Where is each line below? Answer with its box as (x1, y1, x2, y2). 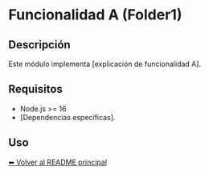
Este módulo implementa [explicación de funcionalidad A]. (8, 59, 202, 69)
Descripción (8, 38, 71, 52)
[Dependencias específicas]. (19, 112, 116, 122)
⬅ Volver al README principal (8, 157, 107, 167)
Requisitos (8, 82, 63, 96)
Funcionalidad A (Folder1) (8, 6, 182, 24)
